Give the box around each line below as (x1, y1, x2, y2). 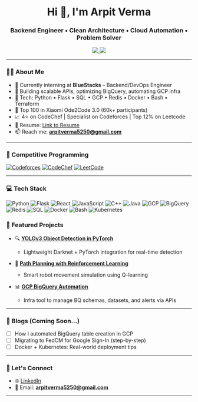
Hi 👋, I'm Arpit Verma (47, 5, 151, 19)
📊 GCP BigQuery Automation (14, 283, 88, 290)
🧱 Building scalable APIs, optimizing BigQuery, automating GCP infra (14, 88, 181, 95)
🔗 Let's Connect (6, 364, 53, 373)
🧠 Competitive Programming (6, 150, 89, 158)
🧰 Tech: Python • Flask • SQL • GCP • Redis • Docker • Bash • (14, 94, 168, 101)
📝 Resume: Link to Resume (14, 121, 80, 128)
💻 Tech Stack (6, 185, 47, 192)
